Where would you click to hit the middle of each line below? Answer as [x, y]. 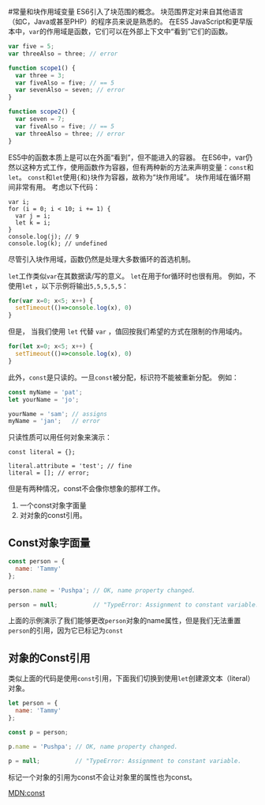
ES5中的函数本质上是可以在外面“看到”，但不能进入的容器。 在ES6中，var [127, 157]
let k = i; [33, 223]
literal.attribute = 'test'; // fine [70, 466]
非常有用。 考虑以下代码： [57, 187]
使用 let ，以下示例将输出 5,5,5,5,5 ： [68, 285]
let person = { [33, 703]
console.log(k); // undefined [58, 244]
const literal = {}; [42, 452]
